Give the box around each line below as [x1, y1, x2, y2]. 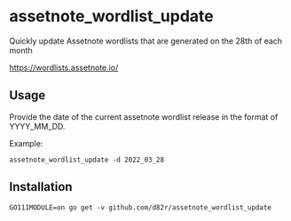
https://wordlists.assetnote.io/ [9, 62, 119, 73]
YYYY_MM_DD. [9, 121, 66, 131]
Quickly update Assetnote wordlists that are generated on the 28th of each [9, 36, 282, 46]
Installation [9, 179, 73, 194]
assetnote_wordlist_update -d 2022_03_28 [9, 155, 165, 164]
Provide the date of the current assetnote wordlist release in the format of [9, 111, 279, 122]
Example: [9, 138, 43, 148]
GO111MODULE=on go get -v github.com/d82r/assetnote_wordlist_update [9, 202, 272, 212]
